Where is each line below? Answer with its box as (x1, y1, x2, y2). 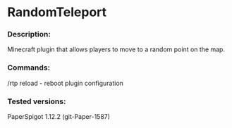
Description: (7, 30, 51, 39)
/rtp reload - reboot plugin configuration (7, 79, 123, 87)
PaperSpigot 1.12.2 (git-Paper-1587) (7, 113, 111, 121)
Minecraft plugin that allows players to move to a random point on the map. (7, 45, 226, 53)
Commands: (7, 63, 51, 72)
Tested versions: (7, 96, 66, 106)
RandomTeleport (7, 4, 107, 20)
